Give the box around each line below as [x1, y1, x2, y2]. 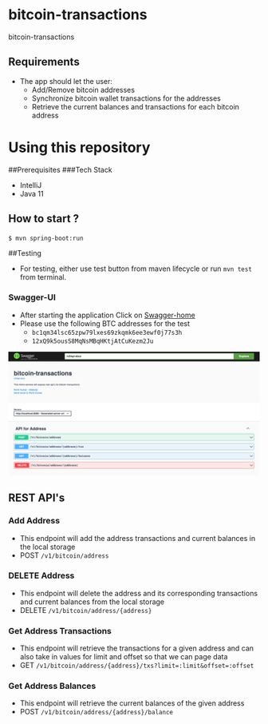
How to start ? [8, 212, 80, 225]
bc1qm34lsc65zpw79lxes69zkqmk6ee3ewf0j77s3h [31, 328, 183, 336]
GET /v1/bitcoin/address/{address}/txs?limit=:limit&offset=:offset [19, 661, 254, 670]
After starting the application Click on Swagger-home [19, 310, 195, 320]
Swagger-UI [8, 292, 56, 303]
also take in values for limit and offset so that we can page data [19, 652, 228, 662]
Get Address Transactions [8, 625, 112, 636]
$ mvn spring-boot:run [8, 234, 84, 242]
